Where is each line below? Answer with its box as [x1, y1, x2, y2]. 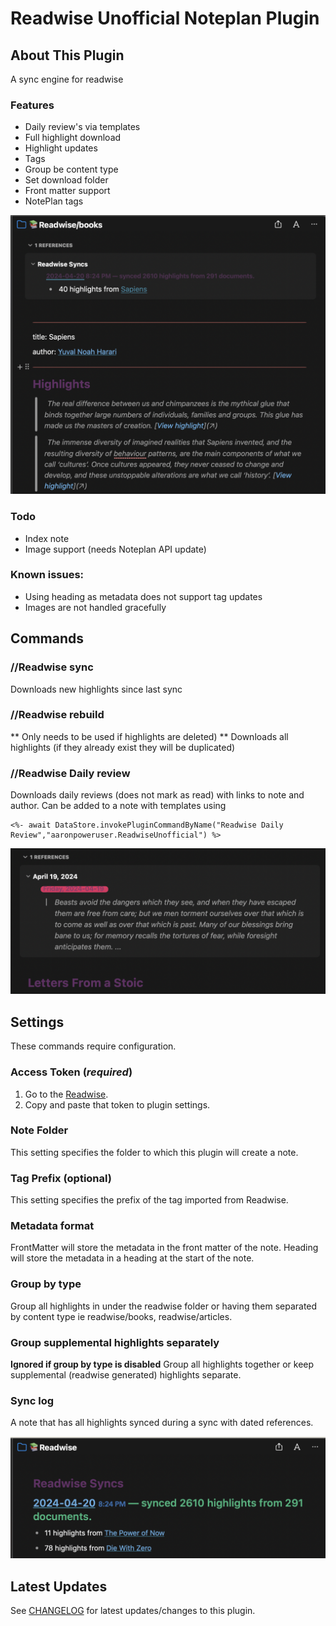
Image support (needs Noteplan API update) [24, 543, 207, 555]
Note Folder [10, 1123, 69, 1137]
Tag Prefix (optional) [10, 1171, 112, 1185]
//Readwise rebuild [10, 708, 105, 722]
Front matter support [24, 185, 111, 197]
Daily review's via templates [24, 121, 141, 133]
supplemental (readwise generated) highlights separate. [10, 1368, 242, 1381]
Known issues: [10, 568, 85, 582]
